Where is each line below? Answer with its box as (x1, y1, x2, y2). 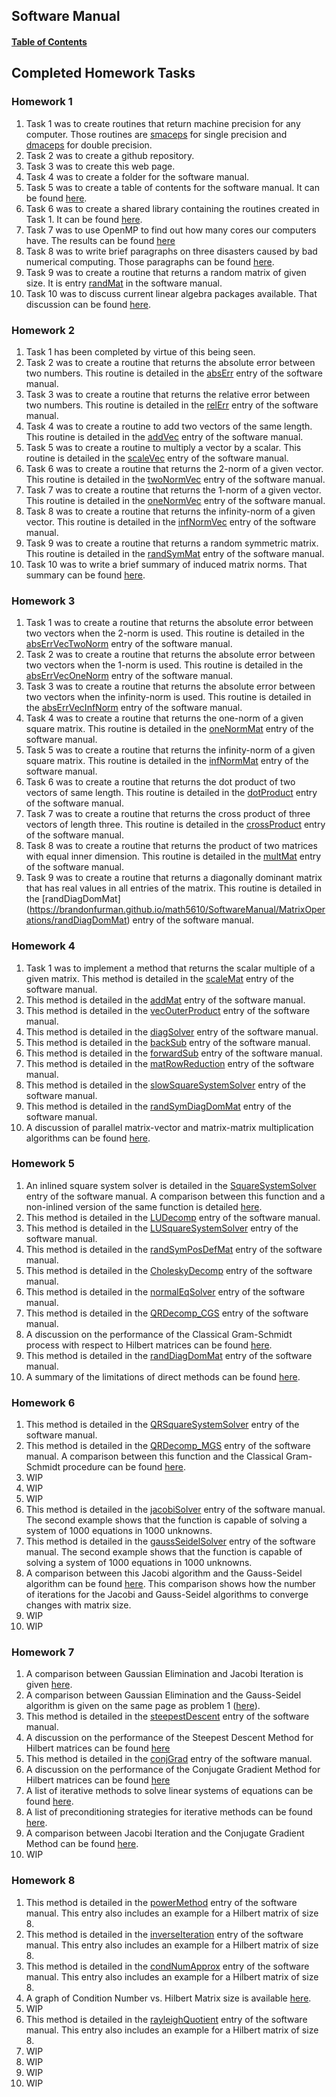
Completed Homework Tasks (11, 65, 196, 82)
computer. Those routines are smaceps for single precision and (25, 128, 288, 140)
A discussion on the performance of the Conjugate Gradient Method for (25, 1764, 321, 1776)
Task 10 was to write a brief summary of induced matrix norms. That (25, 558, 308, 570)
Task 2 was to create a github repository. (25, 149, 195, 161)
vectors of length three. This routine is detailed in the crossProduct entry (25, 819, 326, 831)
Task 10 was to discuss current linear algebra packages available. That (25, 287, 318, 299)
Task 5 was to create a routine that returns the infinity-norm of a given (25, 744, 316, 756)
